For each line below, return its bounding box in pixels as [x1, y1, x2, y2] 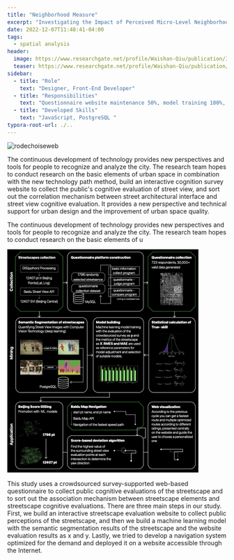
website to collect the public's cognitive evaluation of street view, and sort [7, 185, 220, 193]
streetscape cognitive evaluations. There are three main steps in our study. [7, 501, 222, 510]
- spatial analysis [13, 40, 70, 48]
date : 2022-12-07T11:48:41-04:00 [7, 26, 104, 33]
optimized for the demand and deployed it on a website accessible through [7, 538, 222, 547]
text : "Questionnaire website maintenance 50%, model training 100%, [19, 100, 226, 107]
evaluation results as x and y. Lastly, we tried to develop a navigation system [7, 531, 227, 540]
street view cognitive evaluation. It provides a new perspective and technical [7, 199, 227, 208]
